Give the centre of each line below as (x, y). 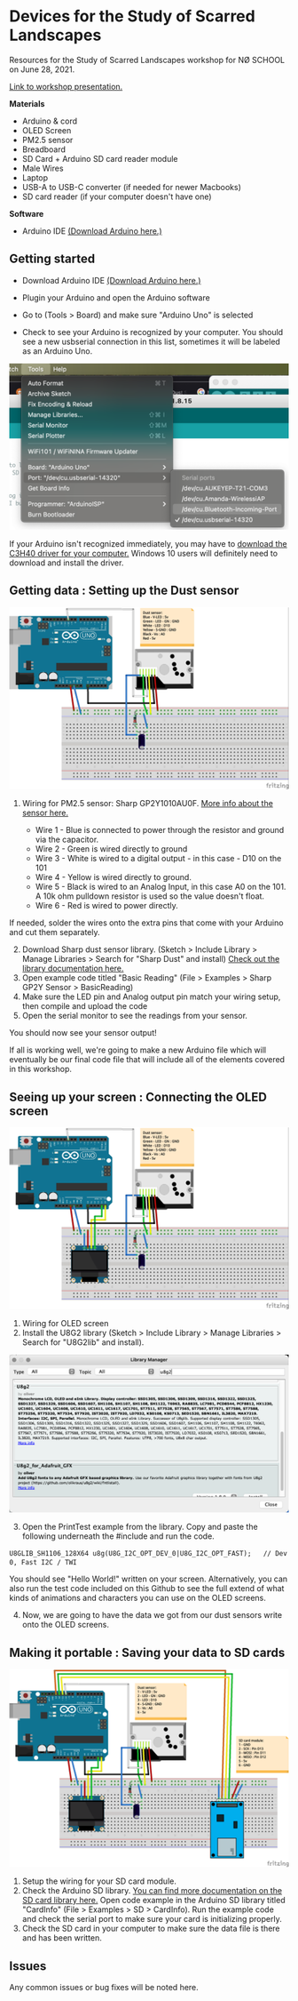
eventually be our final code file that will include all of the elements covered (147, 1060)
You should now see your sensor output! (83, 1033)
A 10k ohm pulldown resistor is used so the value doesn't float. (149, 896)
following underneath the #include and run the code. (118, 1536)
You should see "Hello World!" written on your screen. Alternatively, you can (149, 1579)
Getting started (52, 259)
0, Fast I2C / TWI (43, 1563)
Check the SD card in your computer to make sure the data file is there (151, 1929)
